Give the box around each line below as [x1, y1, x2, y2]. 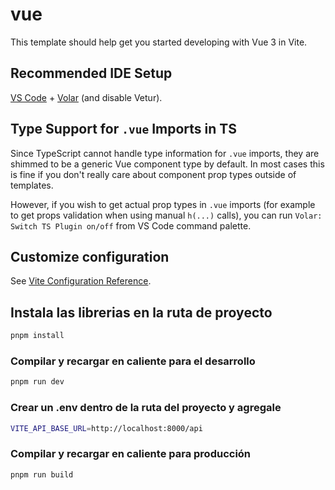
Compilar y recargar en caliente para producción [10, 447, 252, 461]
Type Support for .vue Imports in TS [10, 121, 237, 138]
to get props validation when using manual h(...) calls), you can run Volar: [10, 209, 323, 221]
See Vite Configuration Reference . [10, 275, 152, 287]
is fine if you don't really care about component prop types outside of [10, 168, 297, 180]
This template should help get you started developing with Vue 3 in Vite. [10, 36, 308, 48]
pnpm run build [10, 469, 74, 480]
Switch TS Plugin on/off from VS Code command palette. [10, 219, 252, 232]
